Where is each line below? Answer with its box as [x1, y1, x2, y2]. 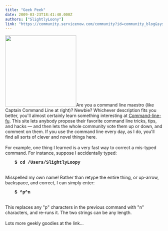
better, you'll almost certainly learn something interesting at [5, 112, 127, 119]
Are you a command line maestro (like [76, 102, 154, 108]
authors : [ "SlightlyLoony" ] [5, 17, 64, 22]
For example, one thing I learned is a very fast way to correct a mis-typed [5, 145, 156, 151]
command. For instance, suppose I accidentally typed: [5, 150, 117, 156]
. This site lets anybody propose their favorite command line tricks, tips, [9, 118, 157, 124]
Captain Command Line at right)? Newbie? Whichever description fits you [5, 107, 156, 113]
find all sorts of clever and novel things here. [5, 134, 97, 140]
